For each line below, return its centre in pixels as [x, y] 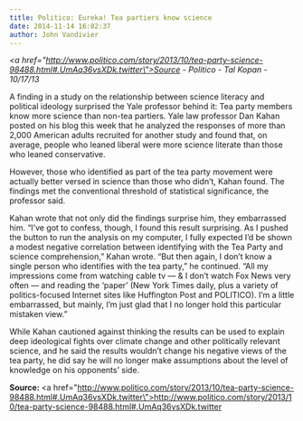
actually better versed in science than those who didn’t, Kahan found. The [147, 182]
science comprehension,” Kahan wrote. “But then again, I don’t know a [141, 257]
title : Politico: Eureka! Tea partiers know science [111, 18]
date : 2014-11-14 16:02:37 [60, 26]
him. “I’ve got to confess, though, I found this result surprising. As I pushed [149, 228]
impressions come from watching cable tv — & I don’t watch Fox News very [150, 276]
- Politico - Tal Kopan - [225, 70]
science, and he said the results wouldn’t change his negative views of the [148, 351]
